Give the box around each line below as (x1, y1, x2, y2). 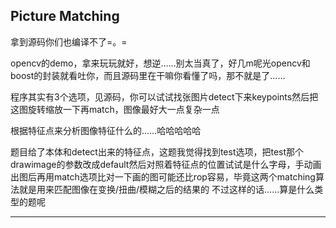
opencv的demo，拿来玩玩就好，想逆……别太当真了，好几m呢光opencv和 (10, 57, 311, 69)
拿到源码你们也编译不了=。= (10, 35, 128, 48)
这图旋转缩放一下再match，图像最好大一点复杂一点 (10, 103, 220, 115)
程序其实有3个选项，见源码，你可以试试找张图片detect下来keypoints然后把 (10, 90, 319, 103)
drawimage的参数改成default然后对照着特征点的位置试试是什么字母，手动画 (10, 158, 322, 170)
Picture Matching (10, 8, 120, 25)
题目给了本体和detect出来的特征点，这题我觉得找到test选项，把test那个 (10, 145, 305, 158)
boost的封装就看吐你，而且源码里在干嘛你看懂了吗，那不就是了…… (10, 69, 286, 81)
